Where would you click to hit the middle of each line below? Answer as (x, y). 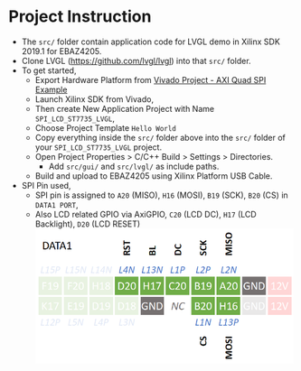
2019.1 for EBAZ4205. (61, 51)
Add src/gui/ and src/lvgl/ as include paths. (134, 166)
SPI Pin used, (46, 185)
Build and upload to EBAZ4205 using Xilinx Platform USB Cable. (154, 176)
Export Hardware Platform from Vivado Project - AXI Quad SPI (150, 79)
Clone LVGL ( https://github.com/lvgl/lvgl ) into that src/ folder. (136, 60)
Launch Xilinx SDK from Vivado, (94, 99)
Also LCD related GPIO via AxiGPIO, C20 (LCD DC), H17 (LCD (146, 214)
